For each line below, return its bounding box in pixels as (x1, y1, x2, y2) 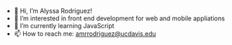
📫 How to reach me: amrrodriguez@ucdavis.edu (13, 30, 157, 38)
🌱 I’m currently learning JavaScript (13, 22, 115, 30)
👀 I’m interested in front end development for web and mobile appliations (13, 14, 225, 22)
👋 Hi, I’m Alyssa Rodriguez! (13, 7, 93, 15)
